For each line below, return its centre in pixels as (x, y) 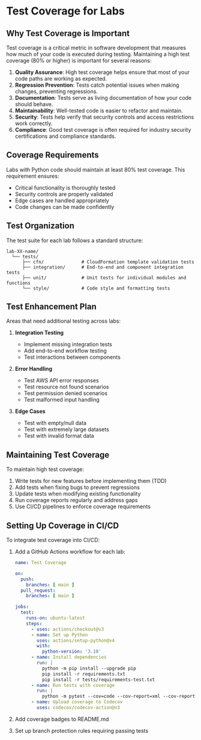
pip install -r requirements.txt (84, 674)
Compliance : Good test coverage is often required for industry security (103, 130)
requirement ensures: (33, 176)
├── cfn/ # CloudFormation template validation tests (108, 262)
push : (27, 579)
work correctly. (34, 123)
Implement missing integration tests (68, 344)
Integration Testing (39, 333)
